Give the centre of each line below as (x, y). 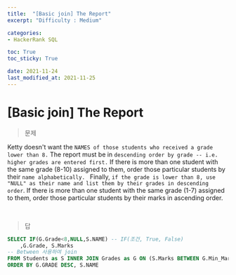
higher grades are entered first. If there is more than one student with (113, 161)
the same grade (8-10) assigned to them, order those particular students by (117, 169)
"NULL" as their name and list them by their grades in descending (108, 183)
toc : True (22, 52)
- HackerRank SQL (33, 39)
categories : (25, 33)
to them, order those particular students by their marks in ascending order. (115, 198)
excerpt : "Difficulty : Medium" (54, 20)
